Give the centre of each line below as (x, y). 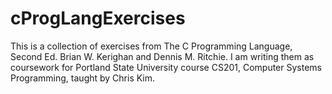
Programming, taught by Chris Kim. (83, 78)
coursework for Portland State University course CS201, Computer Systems (166, 67)
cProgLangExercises (98, 18)
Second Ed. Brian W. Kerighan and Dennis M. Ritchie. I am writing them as (162, 56)
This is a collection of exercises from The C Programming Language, (151, 46)
